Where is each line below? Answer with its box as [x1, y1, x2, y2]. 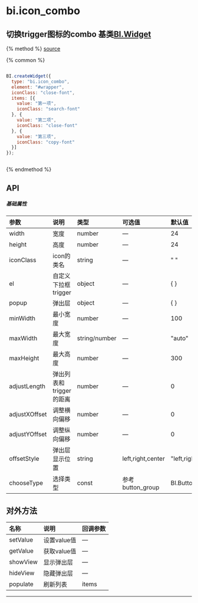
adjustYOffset [9, 430, 47, 438]
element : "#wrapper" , [11, 84, 65, 90]
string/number [77, 334, 117, 343]
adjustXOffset [9, 410, 47, 419]
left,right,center [122, 455, 165, 463]
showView [9, 558, 38, 566]
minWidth [9, 314, 35, 322]
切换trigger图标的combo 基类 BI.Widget [6, 29, 151, 39]
